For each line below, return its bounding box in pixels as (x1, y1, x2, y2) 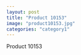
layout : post (6, 9, 40, 15)
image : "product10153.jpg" (6, 20, 75, 26)
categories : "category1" (6, 26, 70, 32)
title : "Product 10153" (6, 15, 67, 21)
